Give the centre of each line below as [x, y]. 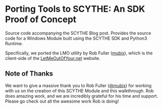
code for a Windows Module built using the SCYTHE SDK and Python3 [76, 38]
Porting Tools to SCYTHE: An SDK [75, 9]
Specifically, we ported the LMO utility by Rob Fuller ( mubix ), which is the [79, 53]
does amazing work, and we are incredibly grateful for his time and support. [81, 96]
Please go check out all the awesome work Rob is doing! [62, 101]
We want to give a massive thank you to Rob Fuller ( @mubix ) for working [78, 85]
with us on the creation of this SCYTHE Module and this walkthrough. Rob [80, 91]
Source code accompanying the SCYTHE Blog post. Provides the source [78, 33]
